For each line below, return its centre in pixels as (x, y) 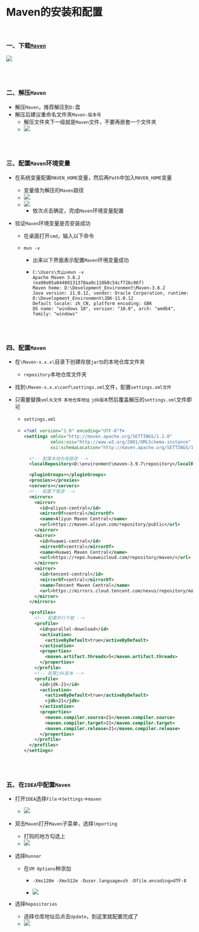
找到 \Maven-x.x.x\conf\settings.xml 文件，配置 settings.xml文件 (93, 387)
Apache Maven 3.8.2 (57, 277)
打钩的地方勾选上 (44, 836)
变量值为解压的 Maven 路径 (54, 190)
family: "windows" (55, 314)
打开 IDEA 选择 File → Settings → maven (58, 799)
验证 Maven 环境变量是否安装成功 (52, 223)
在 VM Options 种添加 (47, 868)
